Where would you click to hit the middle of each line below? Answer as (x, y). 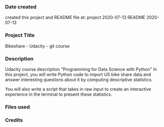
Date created (21, 7)
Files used (18, 107)
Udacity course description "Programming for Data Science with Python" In (81, 69)
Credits (14, 120)
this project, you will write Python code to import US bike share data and (78, 74)
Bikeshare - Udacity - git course (37, 46)
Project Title (20, 35)
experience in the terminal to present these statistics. (59, 94)
